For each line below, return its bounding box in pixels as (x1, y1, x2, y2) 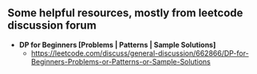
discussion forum (7, 19, 97, 33)
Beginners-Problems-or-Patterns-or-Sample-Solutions (30, 56, 211, 66)
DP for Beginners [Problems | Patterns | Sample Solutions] (18, 40, 216, 49)
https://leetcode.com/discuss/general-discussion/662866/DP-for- (30, 48, 249, 58)
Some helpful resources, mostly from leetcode (7, 6, 243, 20)
